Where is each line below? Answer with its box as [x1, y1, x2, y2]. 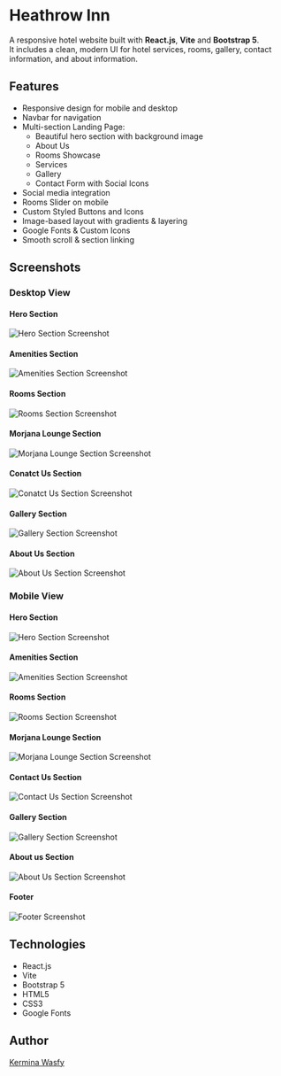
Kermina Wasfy [9, 1057, 65, 1067]
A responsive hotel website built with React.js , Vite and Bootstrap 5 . [9, 35, 260, 45]
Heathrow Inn [9, 5, 110, 26]
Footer [9, 892, 34, 902]
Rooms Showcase [34, 150, 101, 160]
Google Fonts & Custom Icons [21, 225, 131, 236]
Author [9, 1033, 49, 1049]
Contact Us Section [9, 771, 82, 782]
